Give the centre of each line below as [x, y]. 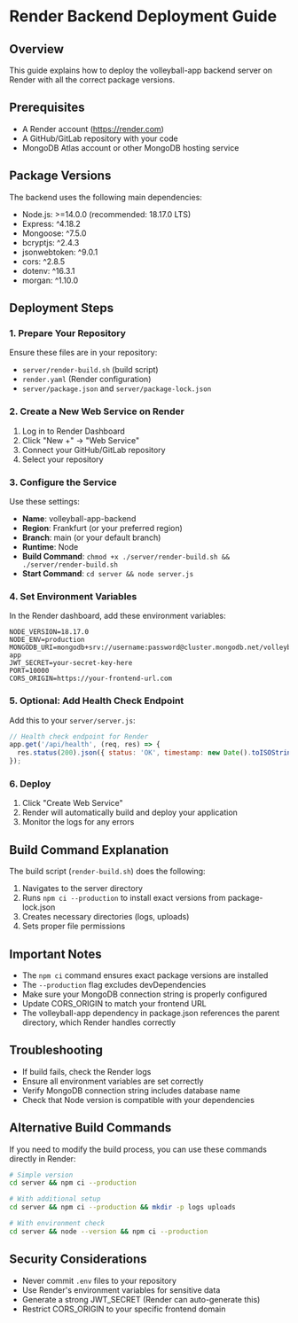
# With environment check [57, 1224]
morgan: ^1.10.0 [50, 280]
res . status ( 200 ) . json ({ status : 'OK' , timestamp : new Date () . [134, 753]
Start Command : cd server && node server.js [108, 573]
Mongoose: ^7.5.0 [54, 233]
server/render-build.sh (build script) [90, 370]
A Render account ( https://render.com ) [93, 129]
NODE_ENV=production [47, 640]
